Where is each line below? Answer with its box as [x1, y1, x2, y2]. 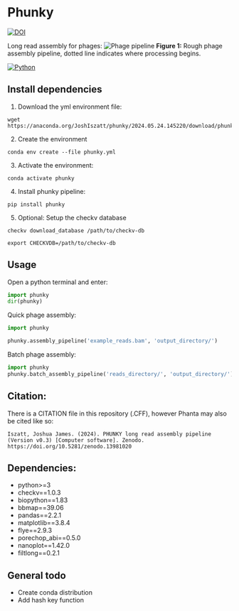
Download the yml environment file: [17, 102, 122, 111]
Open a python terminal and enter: [7, 278, 108, 286]
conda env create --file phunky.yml [7, 148, 116, 156]
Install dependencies [7, 83, 102, 96]
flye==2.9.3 [17, 526, 52, 535]
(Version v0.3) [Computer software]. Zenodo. [7, 436, 144, 444]
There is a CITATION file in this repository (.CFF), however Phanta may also [7, 409, 228, 418]
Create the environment [17, 134, 87, 143]
